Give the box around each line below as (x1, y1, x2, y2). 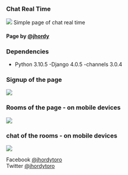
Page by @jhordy (6, 32, 49, 40)
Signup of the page (6, 76, 62, 84)
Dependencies (6, 47, 49, 55)
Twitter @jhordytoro (6, 163, 55, 170)
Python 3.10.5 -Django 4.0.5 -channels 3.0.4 (14, 61, 123, 68)
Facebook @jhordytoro (6, 156, 62, 163)
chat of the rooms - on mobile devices (6, 131, 117, 139)
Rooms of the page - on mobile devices (6, 103, 121, 112)
